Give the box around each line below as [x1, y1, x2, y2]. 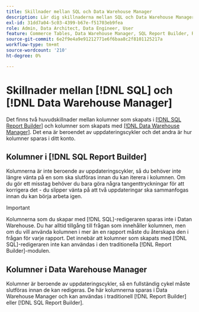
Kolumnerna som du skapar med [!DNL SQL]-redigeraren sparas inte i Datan [6, 216, 192, 223]
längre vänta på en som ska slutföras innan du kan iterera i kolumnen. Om [6, 174, 185, 181]
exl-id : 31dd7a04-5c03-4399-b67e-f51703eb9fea [6, 20, 123, 26]
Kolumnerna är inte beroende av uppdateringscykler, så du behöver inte [6, 167, 182, 175]
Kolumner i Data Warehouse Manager [6, 265, 147, 275]
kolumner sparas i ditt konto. [6, 135, 76, 142]
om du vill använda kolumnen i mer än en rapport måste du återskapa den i [6, 228, 189, 235]
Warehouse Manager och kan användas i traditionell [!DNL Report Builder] [6, 293, 187, 300]
